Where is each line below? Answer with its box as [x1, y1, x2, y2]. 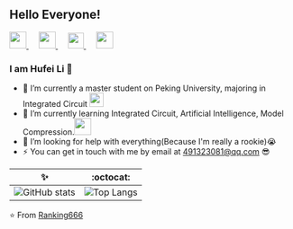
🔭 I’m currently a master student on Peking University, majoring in [22, 83, 266, 93]
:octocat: [91, 171, 131, 183]
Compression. [22, 127, 75, 137]
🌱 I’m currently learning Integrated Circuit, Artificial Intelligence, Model [22, 108, 284, 119]
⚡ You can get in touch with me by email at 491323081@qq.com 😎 [22, 146, 270, 157]
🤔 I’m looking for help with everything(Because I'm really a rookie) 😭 [22, 137, 277, 147]
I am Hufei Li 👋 [9, 62, 73, 75]
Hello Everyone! [9, 7, 101, 22]
